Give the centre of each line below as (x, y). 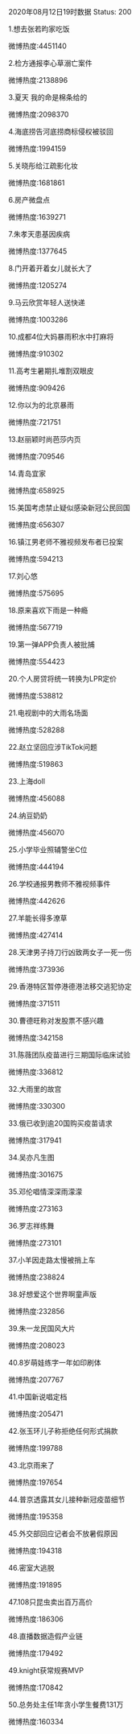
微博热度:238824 (37, 1277)
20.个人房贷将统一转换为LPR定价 (62, 679)
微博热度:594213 (36, 559)
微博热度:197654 (35, 1482)
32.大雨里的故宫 (35, 1089)
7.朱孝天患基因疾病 (39, 234)
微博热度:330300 (37, 1106)
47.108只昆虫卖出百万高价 (51, 1602)
